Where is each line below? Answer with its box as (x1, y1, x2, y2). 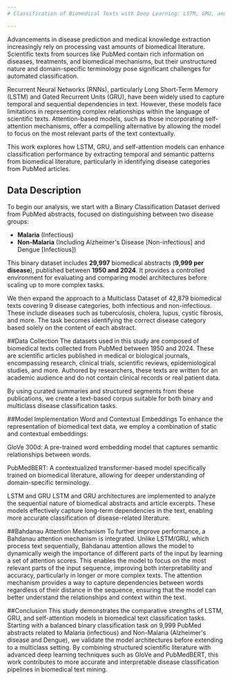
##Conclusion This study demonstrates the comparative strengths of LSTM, (7, 607, 224, 615)
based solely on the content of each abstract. (7, 324, 137, 332)
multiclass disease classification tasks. (7, 402, 117, 410)
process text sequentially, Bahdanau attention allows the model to (7, 542, 195, 550)
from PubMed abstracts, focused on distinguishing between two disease (7, 210, 214, 218)
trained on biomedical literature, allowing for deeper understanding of (7, 471, 205, 480)
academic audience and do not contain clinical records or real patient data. (7, 373, 221, 382)
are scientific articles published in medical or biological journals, (7, 351, 190, 360)
